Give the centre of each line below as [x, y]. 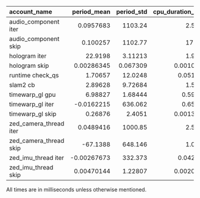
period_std [132, 12]
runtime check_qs [34, 75]
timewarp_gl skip [33, 114]
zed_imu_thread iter [37, 158]
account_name [31, 12]
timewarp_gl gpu [32, 95]
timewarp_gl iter [32, 104]
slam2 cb [22, 85]
